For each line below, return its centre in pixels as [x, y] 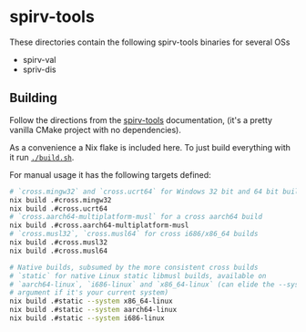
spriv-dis [39, 69]
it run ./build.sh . [42, 157]
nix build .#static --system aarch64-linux [93, 310]
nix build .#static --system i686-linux [87, 318]
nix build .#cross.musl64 [58, 251]
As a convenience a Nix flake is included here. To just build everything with [150, 147]
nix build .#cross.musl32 [58, 243]
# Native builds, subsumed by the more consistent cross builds [134, 267]
